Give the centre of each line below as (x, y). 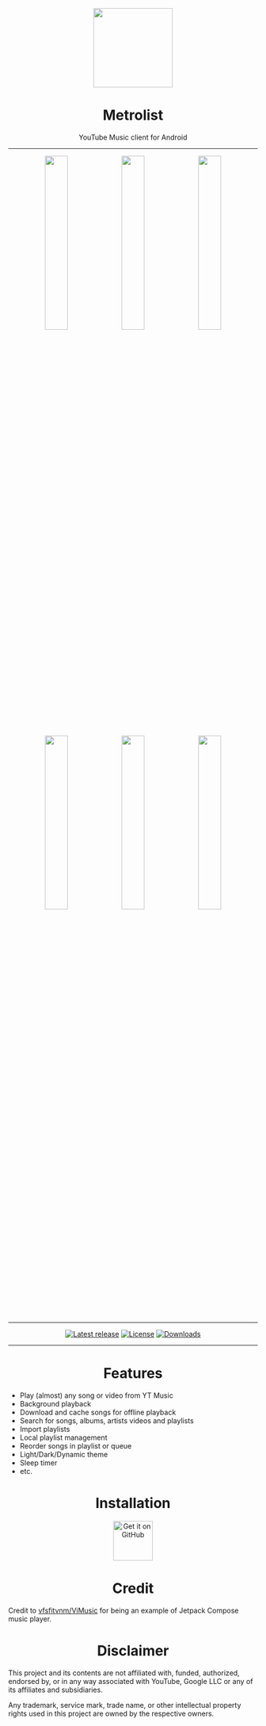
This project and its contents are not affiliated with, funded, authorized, (124, 1673)
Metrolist (133, 115)
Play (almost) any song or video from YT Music (97, 1395)
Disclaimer (133, 1650)
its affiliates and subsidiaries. (55, 1690)
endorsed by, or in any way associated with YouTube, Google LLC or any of (131, 1681)
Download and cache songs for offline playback (98, 1412)
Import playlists (45, 1429)
